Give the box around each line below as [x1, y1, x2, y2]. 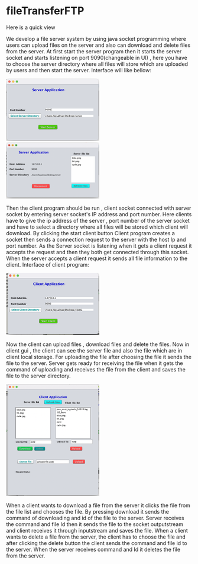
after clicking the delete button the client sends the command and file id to [6, 539, 187, 546]
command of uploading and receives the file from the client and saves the [6, 366, 186, 373]
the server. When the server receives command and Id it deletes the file [6, 546, 181, 553]
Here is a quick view [6, 24, 56, 31]
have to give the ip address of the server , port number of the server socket [6, 217, 190, 224]
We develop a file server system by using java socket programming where [6, 35, 186, 42]
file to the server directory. [6, 372, 71, 379]
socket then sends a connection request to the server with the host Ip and [6, 236, 186, 243]
